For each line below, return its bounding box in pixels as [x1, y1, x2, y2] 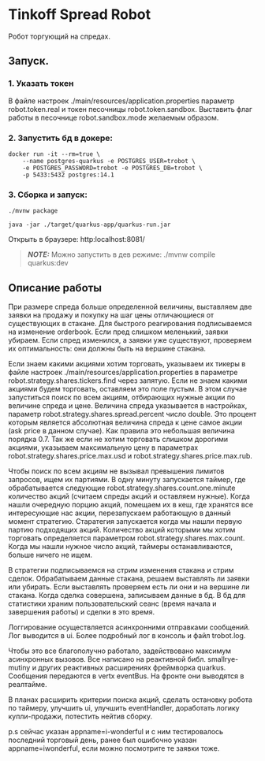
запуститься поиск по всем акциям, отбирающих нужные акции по [8, 392, 236, 403]
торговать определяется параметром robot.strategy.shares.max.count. [8, 533, 245, 543]
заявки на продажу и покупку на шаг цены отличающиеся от [8, 310, 215, 320]
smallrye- [207, 655, 239, 664]
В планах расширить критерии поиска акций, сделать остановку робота [8, 695, 252, 704]
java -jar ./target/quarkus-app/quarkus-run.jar [8, 221, 171, 229]
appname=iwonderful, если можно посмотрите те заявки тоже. [8, 744, 220, 753]
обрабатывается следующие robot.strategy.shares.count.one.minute [8, 483, 236, 493]
